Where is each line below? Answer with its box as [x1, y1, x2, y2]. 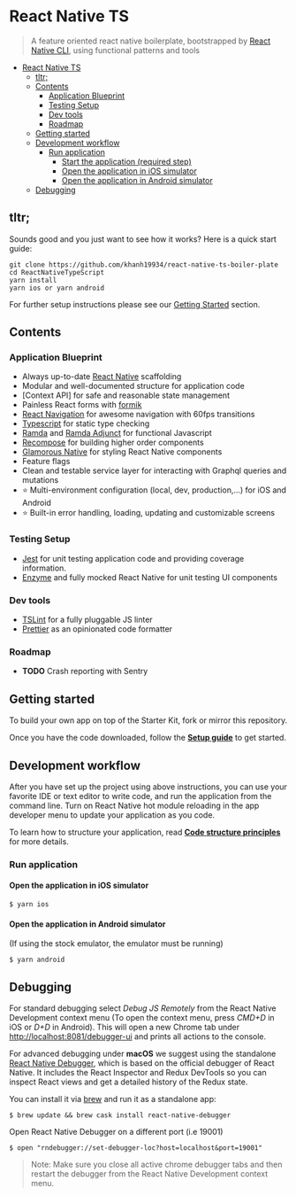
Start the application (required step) [61, 156, 192, 167]
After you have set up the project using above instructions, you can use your [9, 781, 287, 792]
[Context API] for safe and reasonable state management [21, 390, 230, 400]
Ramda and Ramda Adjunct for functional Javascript [21, 428, 212, 439]
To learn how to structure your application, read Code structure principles [9, 827, 281, 837]
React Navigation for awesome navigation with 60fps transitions [21, 409, 255, 420]
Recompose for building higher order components [21, 437, 205, 448]
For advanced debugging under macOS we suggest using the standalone [9, 1048, 277, 1060]
